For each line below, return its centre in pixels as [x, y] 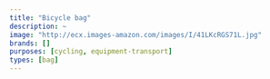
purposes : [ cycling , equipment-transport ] [91, 52]
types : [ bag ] [34, 60]
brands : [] [30, 43]
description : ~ [38, 26]
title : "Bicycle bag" [50, 18]
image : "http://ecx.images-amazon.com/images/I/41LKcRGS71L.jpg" [135, 35]
